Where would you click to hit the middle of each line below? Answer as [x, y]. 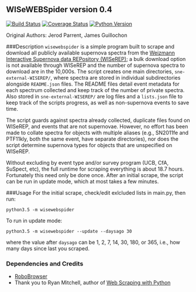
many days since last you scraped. [48, 248]
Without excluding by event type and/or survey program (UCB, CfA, [87, 162]
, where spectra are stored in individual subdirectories [116, 77]
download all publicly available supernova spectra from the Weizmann [91, 53]
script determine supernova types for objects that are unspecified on [89, 145]
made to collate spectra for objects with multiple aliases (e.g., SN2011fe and [97, 133]
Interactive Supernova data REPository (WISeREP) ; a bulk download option [96, 59]
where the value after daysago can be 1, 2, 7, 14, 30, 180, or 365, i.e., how [93, 242]
